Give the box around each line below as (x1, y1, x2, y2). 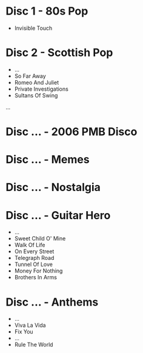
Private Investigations (14, 85, 69, 93)
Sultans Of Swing (14, 91, 58, 99)
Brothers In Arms (14, 274, 57, 281)
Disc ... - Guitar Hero (5, 208, 111, 222)
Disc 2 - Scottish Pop (5, 46, 113, 60)
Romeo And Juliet (14, 79, 59, 86)
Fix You (14, 328, 34, 335)
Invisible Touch (14, 24, 53, 32)
